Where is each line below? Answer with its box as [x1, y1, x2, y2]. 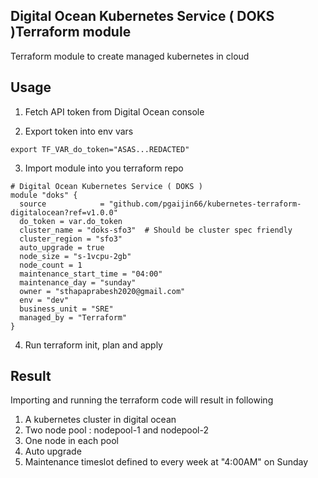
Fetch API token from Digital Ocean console [24, 105, 205, 118]
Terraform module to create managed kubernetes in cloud [10, 50, 250, 62]
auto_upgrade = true [19, 242, 105, 253]
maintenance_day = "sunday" [19, 277, 137, 288]
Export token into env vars [24, 125, 134, 137]
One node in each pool [24, 435, 119, 447]
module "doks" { [10, 190, 78, 200]
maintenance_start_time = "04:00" [19, 269, 163, 279]
